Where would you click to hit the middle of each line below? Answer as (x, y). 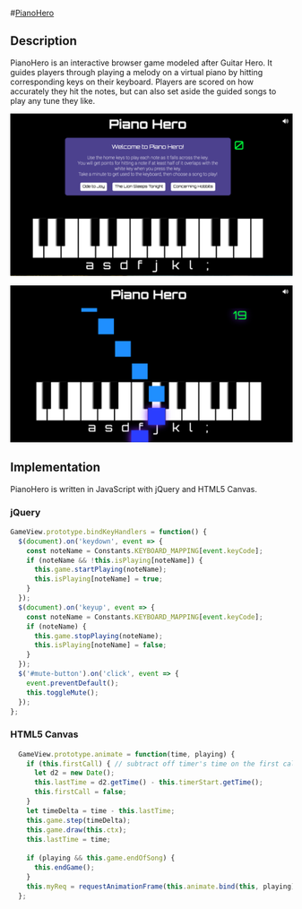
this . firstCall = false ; (80, 792)
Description (43, 41)
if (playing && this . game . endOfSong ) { (101, 858)
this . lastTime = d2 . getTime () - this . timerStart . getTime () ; (148, 783)
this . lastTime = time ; (69, 839)
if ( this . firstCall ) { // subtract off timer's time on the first (153, 764)
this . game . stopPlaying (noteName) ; (99, 636)
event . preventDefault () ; (73, 683)
